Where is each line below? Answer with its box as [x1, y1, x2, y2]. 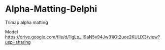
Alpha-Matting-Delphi [5, 3, 98, 15]
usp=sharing [5, 39, 31, 45]
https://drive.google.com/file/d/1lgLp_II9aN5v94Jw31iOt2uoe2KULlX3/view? [5, 34, 160, 40]
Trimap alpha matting [5, 19, 48, 25]
